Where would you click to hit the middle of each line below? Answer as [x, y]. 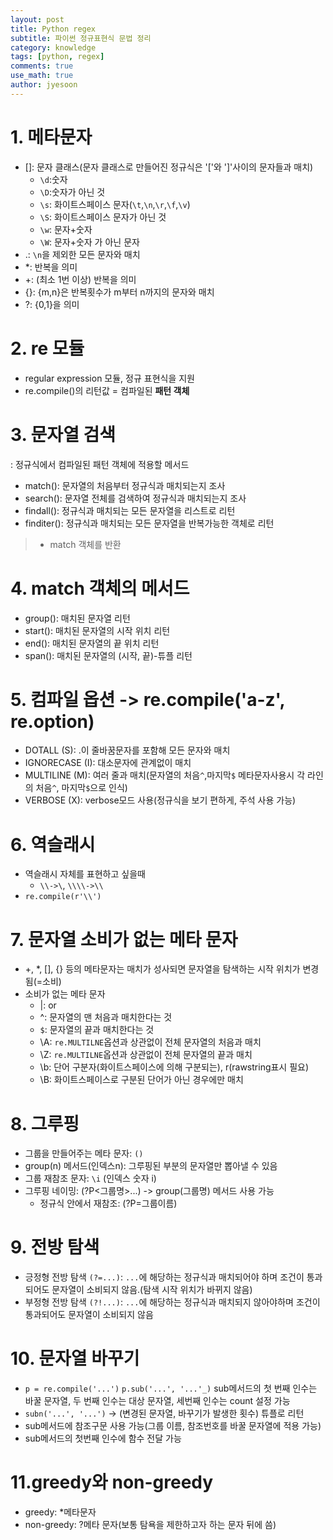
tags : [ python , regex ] [57, 57]
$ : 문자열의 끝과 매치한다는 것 [97, 1030]
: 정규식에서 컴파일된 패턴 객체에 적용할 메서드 [100, 464]
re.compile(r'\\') [63, 897]
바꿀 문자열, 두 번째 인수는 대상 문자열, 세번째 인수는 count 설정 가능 [157, 1401]
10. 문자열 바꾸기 [75, 1358]
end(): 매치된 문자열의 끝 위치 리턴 [92, 643]
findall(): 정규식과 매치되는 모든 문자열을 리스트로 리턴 [130, 510]
